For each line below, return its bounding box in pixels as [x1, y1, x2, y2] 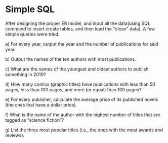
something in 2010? [5, 71, 46, 77]
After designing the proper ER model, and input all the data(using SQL [5, 20, 151, 26]
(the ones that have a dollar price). [5, 101, 77, 108]
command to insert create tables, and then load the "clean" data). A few [5, 25, 155, 31]
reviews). [5, 132, 25, 138]
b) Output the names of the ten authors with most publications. [5, 56, 136, 62]
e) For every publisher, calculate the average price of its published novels [5, 96, 158, 102]
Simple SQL [5, 4, 55, 15]
